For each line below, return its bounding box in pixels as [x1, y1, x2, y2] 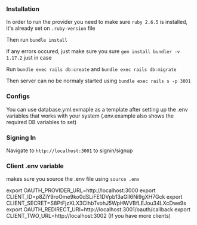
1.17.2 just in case [6, 54, 52, 61]
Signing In [6, 133, 36, 141]
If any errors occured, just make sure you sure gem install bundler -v [6, 48, 180, 55]
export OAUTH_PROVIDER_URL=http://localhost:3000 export [6, 187, 156, 194]
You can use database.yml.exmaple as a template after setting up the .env [6, 106, 188, 113]
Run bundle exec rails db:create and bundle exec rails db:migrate [6, 66, 177, 73]
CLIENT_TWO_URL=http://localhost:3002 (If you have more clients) [6, 212, 171, 220]
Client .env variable [6, 162, 64, 170]
